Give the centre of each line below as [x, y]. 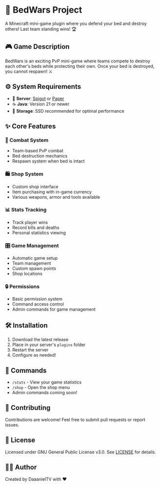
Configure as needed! [34, 355]
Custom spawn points [34, 268]
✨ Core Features [30, 126]
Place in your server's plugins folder [49, 345]
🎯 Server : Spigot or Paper [38, 98]
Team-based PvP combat [38, 151]
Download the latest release [40, 340]
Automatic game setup [35, 258]
